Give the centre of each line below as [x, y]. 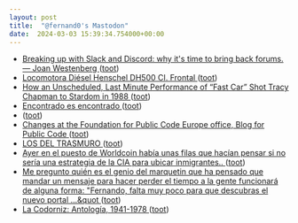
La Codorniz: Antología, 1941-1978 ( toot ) [96, 210]
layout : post [33, 17]
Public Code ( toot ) [55, 135]
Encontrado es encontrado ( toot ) [82, 106]
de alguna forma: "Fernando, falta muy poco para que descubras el [145, 190]
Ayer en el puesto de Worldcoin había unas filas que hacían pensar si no [154, 153]
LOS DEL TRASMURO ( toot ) [72, 143]
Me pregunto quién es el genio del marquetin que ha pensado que [143, 172]
